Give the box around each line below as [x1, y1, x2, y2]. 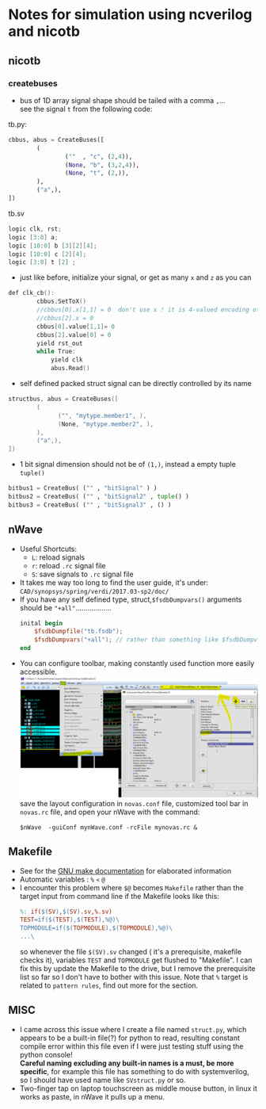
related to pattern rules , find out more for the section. [19, 981, 199, 990]
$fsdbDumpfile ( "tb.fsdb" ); [34, 628, 123, 636]
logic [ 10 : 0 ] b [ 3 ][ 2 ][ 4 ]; [8, 242, 97, 250]
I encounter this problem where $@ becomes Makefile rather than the [19, 882, 244, 893]
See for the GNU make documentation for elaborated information [19, 866, 232, 875]
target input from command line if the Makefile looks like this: [19, 891, 219, 901]
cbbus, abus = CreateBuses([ [8, 136, 104, 143]
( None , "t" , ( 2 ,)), [64, 169, 129, 178]
